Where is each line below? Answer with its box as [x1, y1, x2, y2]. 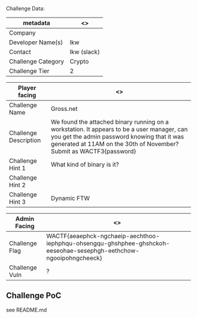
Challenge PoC [6, 290, 62, 301]
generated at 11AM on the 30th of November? [50, 140, 179, 148]
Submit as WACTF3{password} [50, 147, 137, 155]
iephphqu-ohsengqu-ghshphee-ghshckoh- [46, 239, 170, 247]
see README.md [6, 306, 47, 313]
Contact [9, 48, 31, 56]
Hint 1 [9, 164, 26, 172]
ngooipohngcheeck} [46, 254, 103, 262]
